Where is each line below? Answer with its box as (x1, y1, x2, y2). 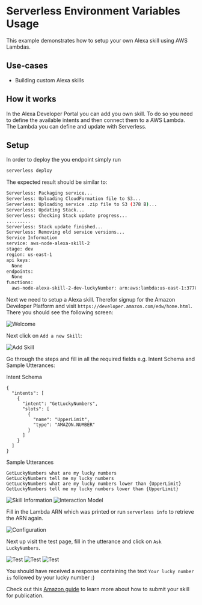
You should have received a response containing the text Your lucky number (6, 568, 194, 574)
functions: (6, 279, 34, 286)
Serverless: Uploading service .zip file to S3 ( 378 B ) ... (6, 201, 158, 207)
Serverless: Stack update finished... (6, 223, 103, 230)
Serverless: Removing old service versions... (6, 230, 125, 236)
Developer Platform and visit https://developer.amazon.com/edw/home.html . (6, 302, 192, 309)
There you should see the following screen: (6, 309, 114, 316)
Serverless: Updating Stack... (6, 207, 85, 213)
